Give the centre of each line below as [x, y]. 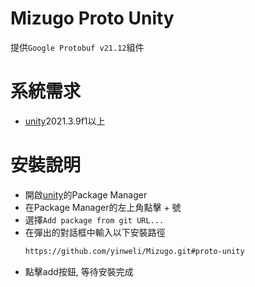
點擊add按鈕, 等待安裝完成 [79, 271]
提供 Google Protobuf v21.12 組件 [77, 47]
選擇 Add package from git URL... [94, 219]
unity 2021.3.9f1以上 [65, 121]
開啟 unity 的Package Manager [86, 194]
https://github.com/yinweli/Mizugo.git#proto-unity [134, 251]
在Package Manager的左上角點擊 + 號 [103, 207]
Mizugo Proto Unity [92, 18]
